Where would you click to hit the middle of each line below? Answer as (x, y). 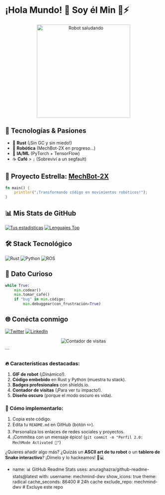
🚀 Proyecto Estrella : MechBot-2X (57, 177)
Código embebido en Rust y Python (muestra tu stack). (69, 380)
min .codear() (28, 290)
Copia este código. (32, 419)
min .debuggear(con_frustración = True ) (62, 304)
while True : (17, 285)
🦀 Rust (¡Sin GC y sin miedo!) (42, 143)
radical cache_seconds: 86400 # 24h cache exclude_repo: (73, 482)
